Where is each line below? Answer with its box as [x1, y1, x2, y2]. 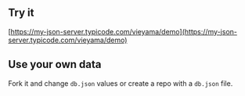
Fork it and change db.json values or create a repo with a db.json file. [8, 78, 233, 88]
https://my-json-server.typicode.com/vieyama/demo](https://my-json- [10, 27, 237, 36]
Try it [8, 6, 34, 20]
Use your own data [8, 58, 102, 71]
